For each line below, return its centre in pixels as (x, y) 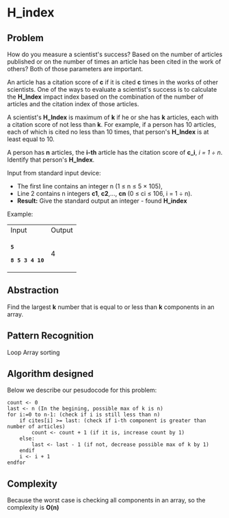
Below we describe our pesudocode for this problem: (82, 390)
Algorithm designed (51, 374)
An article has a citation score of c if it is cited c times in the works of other (113, 82)
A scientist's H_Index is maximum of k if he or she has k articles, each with (113, 117)
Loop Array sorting (33, 352)
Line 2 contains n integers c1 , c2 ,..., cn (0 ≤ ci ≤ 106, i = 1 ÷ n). (105, 194)
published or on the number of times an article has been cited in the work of (114, 62)
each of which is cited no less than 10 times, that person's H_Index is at (108, 132)
